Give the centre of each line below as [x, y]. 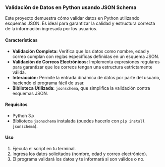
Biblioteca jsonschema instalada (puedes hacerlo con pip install [79, 121]
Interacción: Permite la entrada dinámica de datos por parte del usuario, [86, 77]
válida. [19, 72]
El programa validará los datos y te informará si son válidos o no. [78, 159]
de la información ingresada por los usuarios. [51, 29]
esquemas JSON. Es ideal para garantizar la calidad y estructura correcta [80, 23]
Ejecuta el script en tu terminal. [44, 148]
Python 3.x [23, 115]
